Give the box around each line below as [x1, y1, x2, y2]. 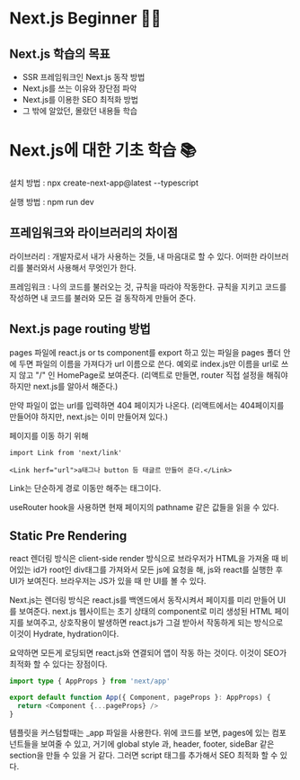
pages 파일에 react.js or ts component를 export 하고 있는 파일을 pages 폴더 [9, 346, 281, 358]
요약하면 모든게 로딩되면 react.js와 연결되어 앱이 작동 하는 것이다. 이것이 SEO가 [9, 648, 287, 659]
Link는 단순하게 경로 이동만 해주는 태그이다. [9, 482, 162, 493]
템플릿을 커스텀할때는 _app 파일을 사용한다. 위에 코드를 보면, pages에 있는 [9, 727, 270, 738]
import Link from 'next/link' [9, 448, 123, 457]
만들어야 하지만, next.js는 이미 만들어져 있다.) [9, 411, 169, 422]
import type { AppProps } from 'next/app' [9, 677, 171, 686]
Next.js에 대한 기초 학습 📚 [9, 140, 198, 161]
